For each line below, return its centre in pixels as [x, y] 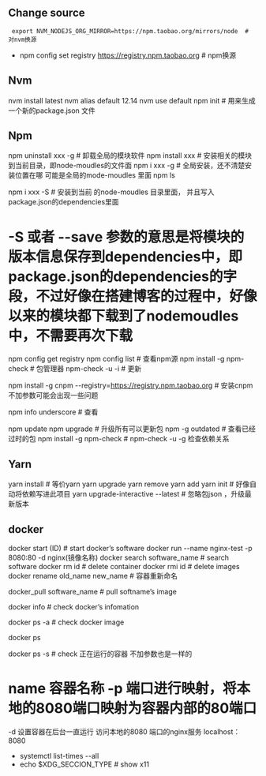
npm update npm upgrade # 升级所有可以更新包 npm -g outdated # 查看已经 [132, 429]
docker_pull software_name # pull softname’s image [93, 592]
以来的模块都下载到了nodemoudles [124, 316]
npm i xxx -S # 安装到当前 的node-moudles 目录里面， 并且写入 [111, 192]
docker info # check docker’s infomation [74, 607]
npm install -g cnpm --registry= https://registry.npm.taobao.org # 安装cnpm [131, 385]
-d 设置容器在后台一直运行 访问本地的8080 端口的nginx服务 [105, 731]
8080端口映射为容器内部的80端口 [146, 709]
